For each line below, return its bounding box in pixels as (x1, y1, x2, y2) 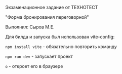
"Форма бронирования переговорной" (5, 14, 90, 20)
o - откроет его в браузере (5, 63, 63, 69)
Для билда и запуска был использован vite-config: (5, 34, 115, 40)
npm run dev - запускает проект (5, 53, 73, 59)
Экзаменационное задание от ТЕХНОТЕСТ (5, 5, 98, 10)
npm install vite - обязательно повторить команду (5, 44, 117, 50)
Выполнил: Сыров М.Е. (5, 24, 55, 30)
